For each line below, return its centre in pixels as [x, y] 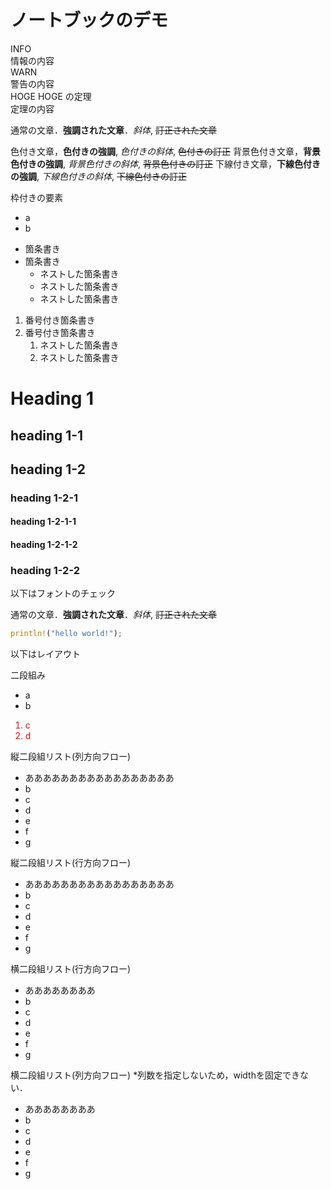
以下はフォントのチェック [63, 593]
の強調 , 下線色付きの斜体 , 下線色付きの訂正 [98, 176]
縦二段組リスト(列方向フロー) [71, 757]
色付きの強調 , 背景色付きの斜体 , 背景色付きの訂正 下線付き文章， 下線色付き [165, 163]
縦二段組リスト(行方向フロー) [71, 863]
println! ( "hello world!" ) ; [66, 634]
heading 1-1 [47, 435]
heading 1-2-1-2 [44, 545]
